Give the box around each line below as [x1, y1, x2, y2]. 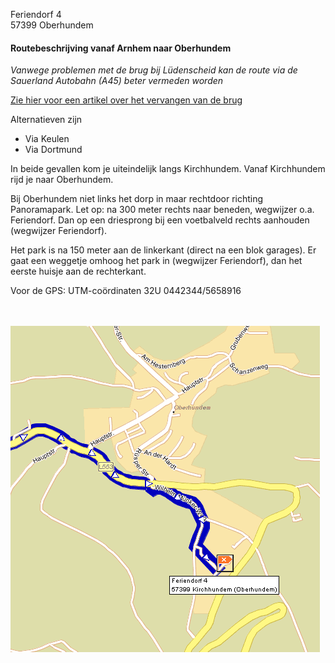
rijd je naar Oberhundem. [10, 174, 114, 186]
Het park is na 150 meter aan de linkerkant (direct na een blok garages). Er [10, 244, 317, 256]
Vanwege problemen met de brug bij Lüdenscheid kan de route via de [10, 64, 298, 76]
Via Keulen [24, 133, 70, 145]
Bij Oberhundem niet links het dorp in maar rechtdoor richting [10, 193, 264, 205]
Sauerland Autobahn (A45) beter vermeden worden [10, 75, 224, 87]
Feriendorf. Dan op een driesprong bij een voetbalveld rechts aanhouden [10, 214, 310, 226]
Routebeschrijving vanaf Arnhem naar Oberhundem [10, 42, 232, 54]
